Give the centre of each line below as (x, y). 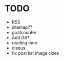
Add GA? (21, 38)
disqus (18, 48)
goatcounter (24, 32)
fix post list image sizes (35, 53)
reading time (24, 42)
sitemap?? (22, 27)
